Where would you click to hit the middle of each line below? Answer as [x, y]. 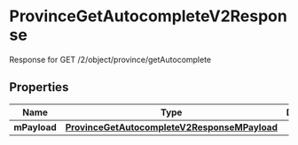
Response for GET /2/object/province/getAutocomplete [110, 59]
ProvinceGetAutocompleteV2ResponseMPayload [171, 127]
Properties [39, 87]
